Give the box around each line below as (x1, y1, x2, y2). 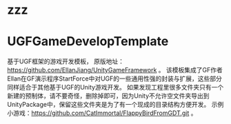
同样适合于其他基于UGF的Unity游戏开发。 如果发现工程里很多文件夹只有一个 (7, 83, 224, 92)
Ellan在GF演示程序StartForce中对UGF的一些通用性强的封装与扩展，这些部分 (7, 74, 223, 83)
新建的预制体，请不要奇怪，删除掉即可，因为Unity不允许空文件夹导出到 (7, 92, 210, 100)
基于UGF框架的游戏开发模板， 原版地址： (7, 57, 125, 65)
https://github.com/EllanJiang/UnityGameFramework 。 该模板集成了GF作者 (7, 66, 223, 74)
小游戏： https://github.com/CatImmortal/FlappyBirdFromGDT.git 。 (7, 109, 197, 117)
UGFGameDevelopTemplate (7, 34, 169, 50)
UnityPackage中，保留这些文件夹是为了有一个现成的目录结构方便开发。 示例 (7, 101, 224, 109)
